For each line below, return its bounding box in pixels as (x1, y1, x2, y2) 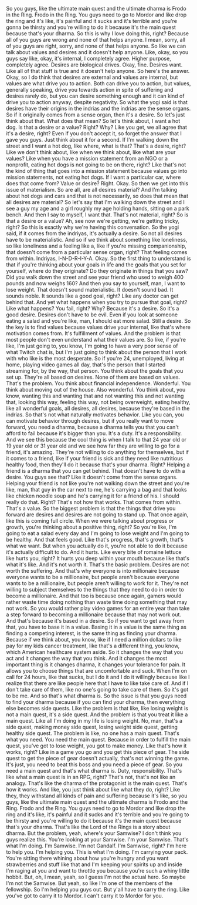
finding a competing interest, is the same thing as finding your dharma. (6, 630, 177, 637)
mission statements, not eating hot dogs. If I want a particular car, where (6, 173, 181, 181)
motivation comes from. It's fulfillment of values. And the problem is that (6, 330, 181, 337)
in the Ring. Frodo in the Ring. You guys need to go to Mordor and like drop (6, 11, 187, 18)
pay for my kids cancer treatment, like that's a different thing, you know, (6, 642, 180, 649)
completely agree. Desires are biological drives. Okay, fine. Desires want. (6, 61, 183, 68)
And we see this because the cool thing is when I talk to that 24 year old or (6, 436, 186, 443)
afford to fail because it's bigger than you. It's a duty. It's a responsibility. (6, 430, 182, 437)
